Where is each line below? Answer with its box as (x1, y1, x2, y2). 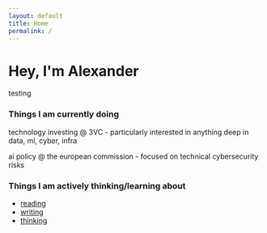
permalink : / (8, 27, 53, 35)
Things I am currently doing (8, 108, 120, 120)
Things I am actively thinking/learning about (8, 180, 186, 191)
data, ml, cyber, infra (8, 135, 78, 146)
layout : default (8, 11, 63, 20)
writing (19, 207, 44, 217)
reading (19, 198, 46, 208)
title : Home (8, 19, 49, 28)
